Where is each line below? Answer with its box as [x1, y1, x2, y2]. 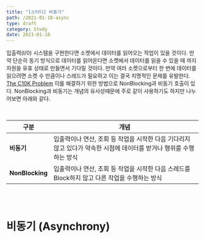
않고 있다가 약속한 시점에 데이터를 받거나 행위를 [53, 144, 182, 153]
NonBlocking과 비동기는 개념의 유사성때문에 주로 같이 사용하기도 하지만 [14, 87, 185, 95]
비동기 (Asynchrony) [6, 219, 110, 233]
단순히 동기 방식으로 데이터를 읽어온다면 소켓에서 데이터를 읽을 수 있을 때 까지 [12, 57, 197, 64]
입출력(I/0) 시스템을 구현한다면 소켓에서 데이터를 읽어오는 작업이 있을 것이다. [6, 50, 188, 57]
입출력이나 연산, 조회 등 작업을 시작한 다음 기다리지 [53, 135, 191, 144]
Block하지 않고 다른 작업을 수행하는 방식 [53, 174, 162, 182]
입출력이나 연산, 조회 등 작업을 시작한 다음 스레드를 [53, 164, 191, 173]
